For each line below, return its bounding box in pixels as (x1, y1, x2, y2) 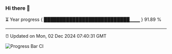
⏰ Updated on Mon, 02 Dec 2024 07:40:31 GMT (5, 33, 106, 39)
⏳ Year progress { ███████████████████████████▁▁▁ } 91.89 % (5, 16, 162, 22)
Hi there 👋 (5, 5, 31, 12)
